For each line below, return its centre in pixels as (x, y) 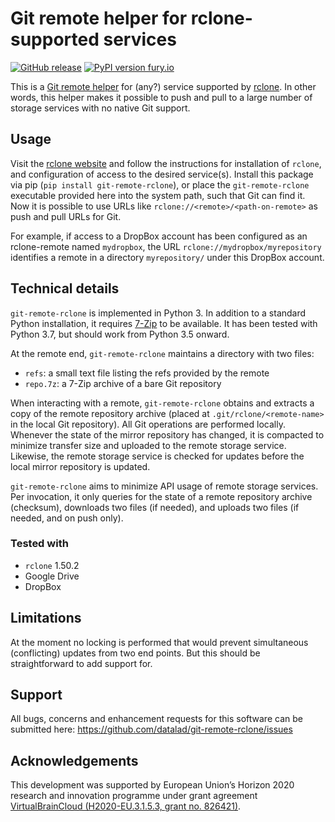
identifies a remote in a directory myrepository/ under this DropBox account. (167, 257)
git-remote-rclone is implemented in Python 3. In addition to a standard (158, 313)
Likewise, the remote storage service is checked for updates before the (157, 456)
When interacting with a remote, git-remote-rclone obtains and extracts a (162, 403)
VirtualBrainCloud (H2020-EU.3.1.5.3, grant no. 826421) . (126, 806)
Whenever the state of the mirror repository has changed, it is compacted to (167, 434)
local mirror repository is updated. (80, 466)
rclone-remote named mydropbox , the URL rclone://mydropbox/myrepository (166, 246)
